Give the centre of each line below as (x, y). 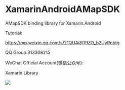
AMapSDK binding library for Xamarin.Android (53, 23)
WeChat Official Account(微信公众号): (44, 63)
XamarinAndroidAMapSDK (63, 9)
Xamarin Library (22, 73)
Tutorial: (14, 33)
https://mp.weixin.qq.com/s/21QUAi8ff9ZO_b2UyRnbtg (62, 42)
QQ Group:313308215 (28, 52)
